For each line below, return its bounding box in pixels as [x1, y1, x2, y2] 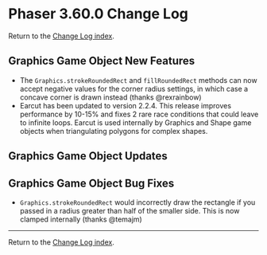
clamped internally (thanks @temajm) [19, 214, 143, 224]
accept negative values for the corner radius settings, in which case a [19, 84, 249, 93]
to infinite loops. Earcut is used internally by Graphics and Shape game [19, 117, 252, 127]
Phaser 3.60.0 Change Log [8, 5, 189, 23]
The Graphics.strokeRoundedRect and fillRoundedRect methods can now [19, 75, 257, 84]
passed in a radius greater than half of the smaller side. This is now [19, 206, 240, 215]
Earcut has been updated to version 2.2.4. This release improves [19, 100, 232, 110]
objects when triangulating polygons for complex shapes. [19, 126, 208, 135]
